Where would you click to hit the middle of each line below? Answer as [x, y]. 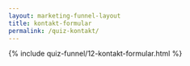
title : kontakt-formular [50, 23]
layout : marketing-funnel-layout [65, 16]
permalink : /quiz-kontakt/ [54, 31]
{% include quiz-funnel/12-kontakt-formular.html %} [95, 54]
